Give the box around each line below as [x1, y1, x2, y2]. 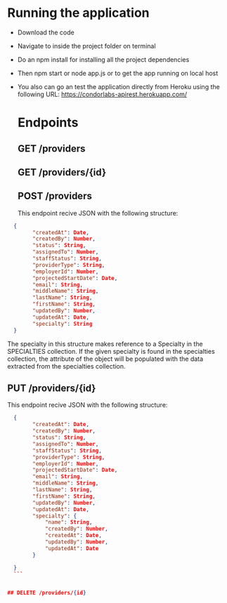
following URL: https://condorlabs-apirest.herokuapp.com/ [17, 90, 188, 98]
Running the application [7, 5, 150, 21]
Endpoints [17, 114, 79, 131]
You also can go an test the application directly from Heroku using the [17, 82, 220, 91]
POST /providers [17, 190, 93, 202]
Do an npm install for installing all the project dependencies [17, 55, 190, 64]
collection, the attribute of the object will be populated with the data [7, 354, 204, 363]
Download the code [17, 28, 75, 37]
